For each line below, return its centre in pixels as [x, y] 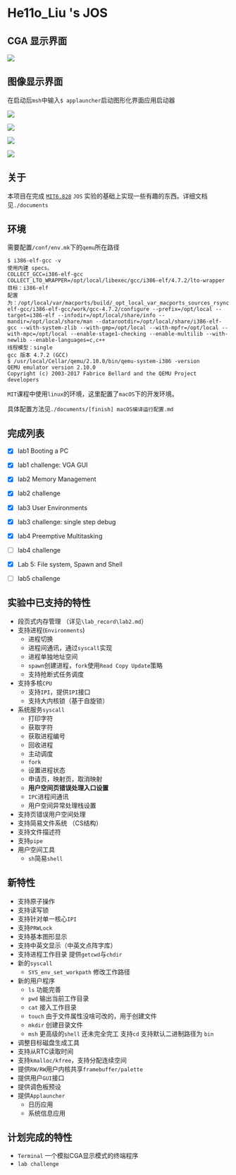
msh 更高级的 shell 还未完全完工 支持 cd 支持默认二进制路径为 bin [121, 1034]
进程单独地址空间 [53, 656]
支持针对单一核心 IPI [47, 919]
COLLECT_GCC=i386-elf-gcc [45, 274]
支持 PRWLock [35, 928]
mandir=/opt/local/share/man [50, 322]
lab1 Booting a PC [43, 451]
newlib [17, 341]
